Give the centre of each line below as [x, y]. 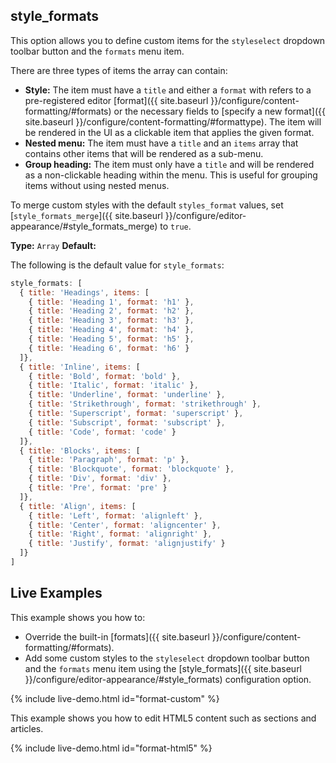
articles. [27, 728]
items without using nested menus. [97, 185]
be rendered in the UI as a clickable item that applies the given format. [169, 132]
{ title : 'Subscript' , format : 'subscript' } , [127, 422]
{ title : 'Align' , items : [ [78, 506]
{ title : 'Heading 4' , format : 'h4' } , [111, 330]
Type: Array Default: [53, 245]
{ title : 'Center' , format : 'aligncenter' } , [125, 525]
